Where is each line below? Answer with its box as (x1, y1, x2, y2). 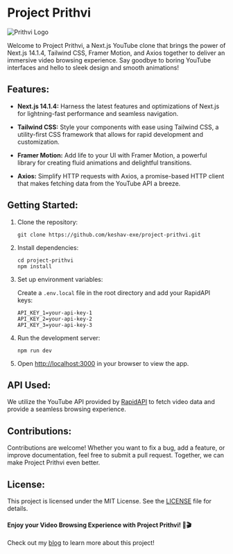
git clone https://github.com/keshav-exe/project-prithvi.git (17, 231, 201, 238)
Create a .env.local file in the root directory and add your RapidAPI (17, 288, 211, 296)
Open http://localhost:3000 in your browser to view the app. (17, 359, 189, 367)
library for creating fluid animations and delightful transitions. (17, 158, 192, 167)
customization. (17, 137, 60, 146)
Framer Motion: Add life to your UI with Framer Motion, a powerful (17, 151, 207, 159)
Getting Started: (7, 199, 78, 211)
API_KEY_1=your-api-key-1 (17, 309, 92, 317)
